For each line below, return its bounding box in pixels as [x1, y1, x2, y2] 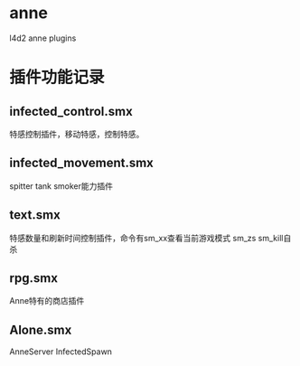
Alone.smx [9, 322, 72, 337]
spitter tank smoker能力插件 [9, 180, 113, 192]
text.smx [9, 207, 61, 223]
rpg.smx [9, 270, 59, 286]
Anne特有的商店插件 [9, 296, 85, 306]
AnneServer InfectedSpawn [9, 346, 113, 357]
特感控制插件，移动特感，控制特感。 [9, 128, 145, 139]
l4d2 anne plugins [9, 33, 77, 43]
